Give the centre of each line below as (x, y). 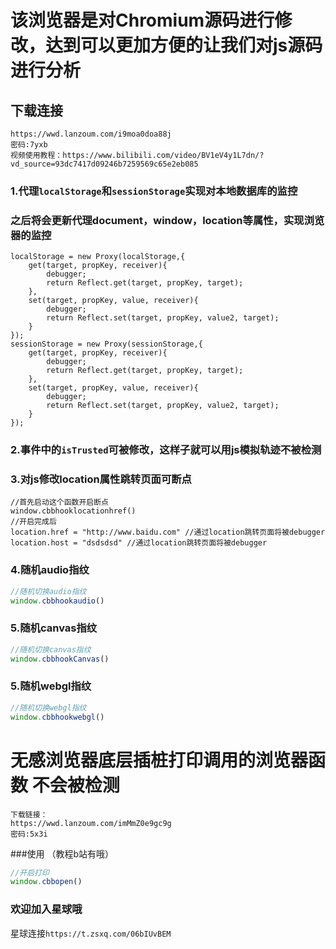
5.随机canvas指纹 (54, 628)
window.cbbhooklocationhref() (73, 511)
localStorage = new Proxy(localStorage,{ (98, 257)
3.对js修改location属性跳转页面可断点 (101, 479)
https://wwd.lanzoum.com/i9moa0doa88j (91, 134)
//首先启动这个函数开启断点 (60, 502)
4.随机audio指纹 (50, 570)
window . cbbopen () (46, 882)
